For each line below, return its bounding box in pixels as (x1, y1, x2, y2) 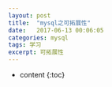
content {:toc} (19, 70, 65, 79)
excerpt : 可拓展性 (8, 48, 65, 56)
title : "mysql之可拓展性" (8, 19, 91, 27)
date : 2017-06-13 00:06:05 (8, 26, 104, 34)
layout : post (8, 11, 51, 20)
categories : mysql (8, 33, 69, 42)
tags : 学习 (8, 41, 42, 49)
